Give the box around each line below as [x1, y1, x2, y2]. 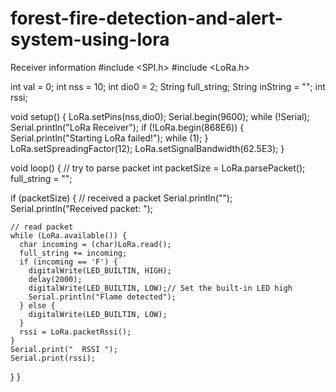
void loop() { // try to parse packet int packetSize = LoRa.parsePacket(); [10, 162, 306, 174]
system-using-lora [10, 28, 170, 51]
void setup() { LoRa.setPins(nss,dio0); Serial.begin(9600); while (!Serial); [10, 110, 310, 122]
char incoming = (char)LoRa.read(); [19, 239, 172, 249]
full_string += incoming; [19, 248, 128, 258]
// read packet [10, 222, 74, 232]
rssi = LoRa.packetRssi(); [19, 327, 132, 337]
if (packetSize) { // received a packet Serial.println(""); [10, 192, 233, 204]
